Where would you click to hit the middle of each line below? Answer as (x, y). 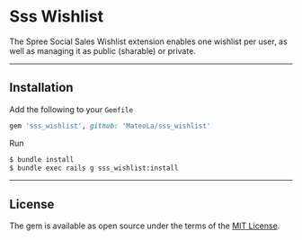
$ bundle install (42, 159)
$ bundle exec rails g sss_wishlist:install (94, 168)
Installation (41, 88)
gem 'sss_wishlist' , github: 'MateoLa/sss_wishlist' (110, 126)
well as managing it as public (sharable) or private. (102, 50)
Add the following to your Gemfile (71, 109)
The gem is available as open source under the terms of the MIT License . (145, 226)
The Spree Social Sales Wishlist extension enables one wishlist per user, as (148, 41)
